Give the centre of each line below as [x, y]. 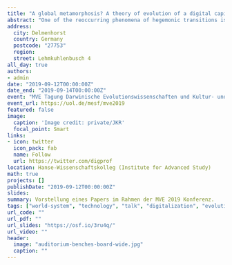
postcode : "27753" [40, 46]
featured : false [30, 110]
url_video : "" [28, 232]
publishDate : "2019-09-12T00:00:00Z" [61, 187]
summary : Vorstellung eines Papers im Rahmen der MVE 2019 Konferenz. [111, 200]
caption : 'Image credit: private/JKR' [69, 122]
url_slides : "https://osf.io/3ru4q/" [61, 225]
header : [18, 238]
